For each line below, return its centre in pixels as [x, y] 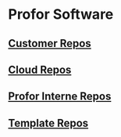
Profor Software [61, 14]
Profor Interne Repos [60, 97]
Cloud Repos [40, 69]
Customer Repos [50, 43]
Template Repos [48, 123]
